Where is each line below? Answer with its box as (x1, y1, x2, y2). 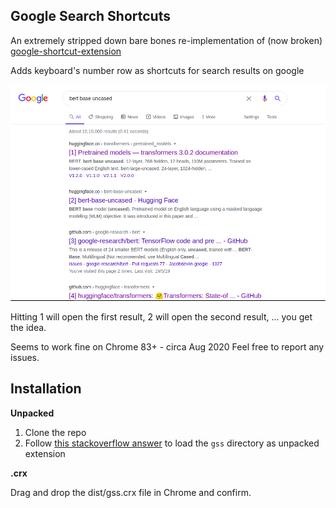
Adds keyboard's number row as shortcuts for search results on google (10, 64, 305, 76)
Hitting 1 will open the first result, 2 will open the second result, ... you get (10, 310, 313, 323)
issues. (10, 351, 40, 363)
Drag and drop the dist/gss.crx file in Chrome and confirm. (10, 486, 252, 498)
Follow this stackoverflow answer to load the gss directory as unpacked (24, 437, 320, 449)
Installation (10, 380, 82, 398)
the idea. (10, 321, 47, 333)
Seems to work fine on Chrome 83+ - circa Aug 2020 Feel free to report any (10, 340, 325, 353)
